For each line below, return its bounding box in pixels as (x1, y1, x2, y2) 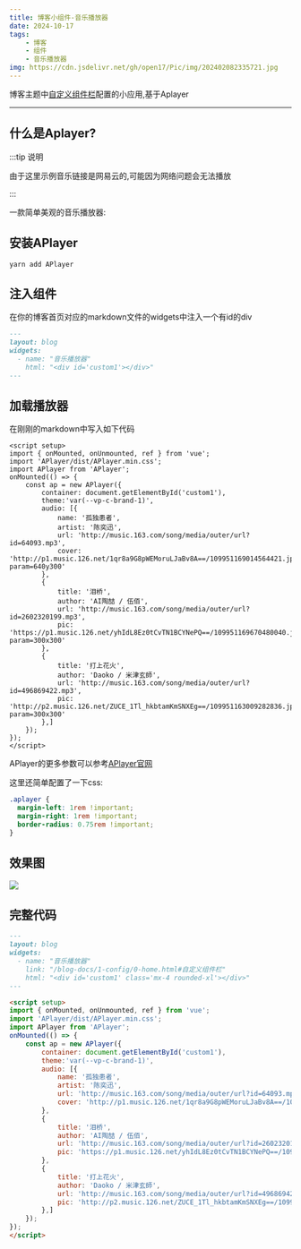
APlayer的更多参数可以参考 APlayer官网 (9, 758, 153, 769)
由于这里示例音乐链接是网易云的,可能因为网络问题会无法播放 (9, 170, 232, 181)
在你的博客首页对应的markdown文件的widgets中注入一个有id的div (9, 312, 253, 322)
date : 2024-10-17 (9, 21, 74, 30)
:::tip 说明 (9, 151, 44, 162)
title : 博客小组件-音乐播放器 (9, 13, 109, 22)
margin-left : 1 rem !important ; (17, 803, 134, 813)
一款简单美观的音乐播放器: (9, 207, 107, 218)
